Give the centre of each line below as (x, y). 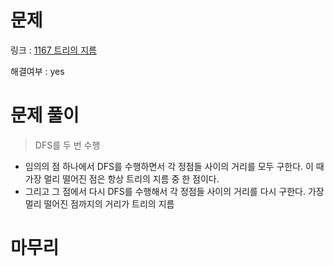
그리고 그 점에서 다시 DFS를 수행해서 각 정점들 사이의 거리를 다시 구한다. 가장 (174, 191)
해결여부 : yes (37, 71)
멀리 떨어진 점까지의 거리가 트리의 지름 (99, 203)
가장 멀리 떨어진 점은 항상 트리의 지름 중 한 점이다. (122, 178)
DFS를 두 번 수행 (67, 145)
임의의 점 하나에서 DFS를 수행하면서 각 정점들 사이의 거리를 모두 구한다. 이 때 (174, 166)
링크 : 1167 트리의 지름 (53, 50)
